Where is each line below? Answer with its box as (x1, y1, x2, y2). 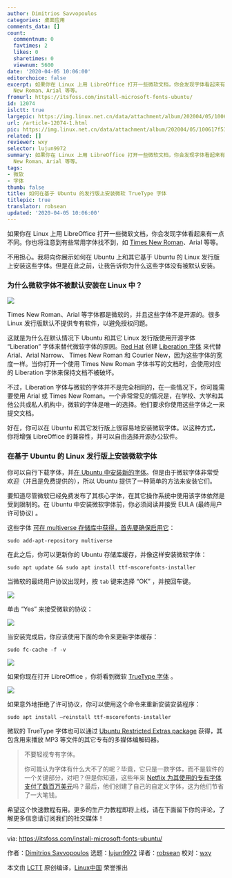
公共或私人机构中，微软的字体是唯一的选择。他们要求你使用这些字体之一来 (12, 401, 225, 409)
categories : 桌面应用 (7, 17, 66, 24)
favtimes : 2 (13, 42, 48, 49)
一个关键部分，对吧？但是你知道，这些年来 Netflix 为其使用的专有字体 (23, 774, 222, 782)
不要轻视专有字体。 (23, 750, 79, 758)
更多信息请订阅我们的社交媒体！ (12, 814, 104, 823)
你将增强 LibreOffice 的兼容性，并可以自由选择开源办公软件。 (7, 432, 182, 441)
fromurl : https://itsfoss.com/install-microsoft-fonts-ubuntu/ (7, 94, 193, 101)
